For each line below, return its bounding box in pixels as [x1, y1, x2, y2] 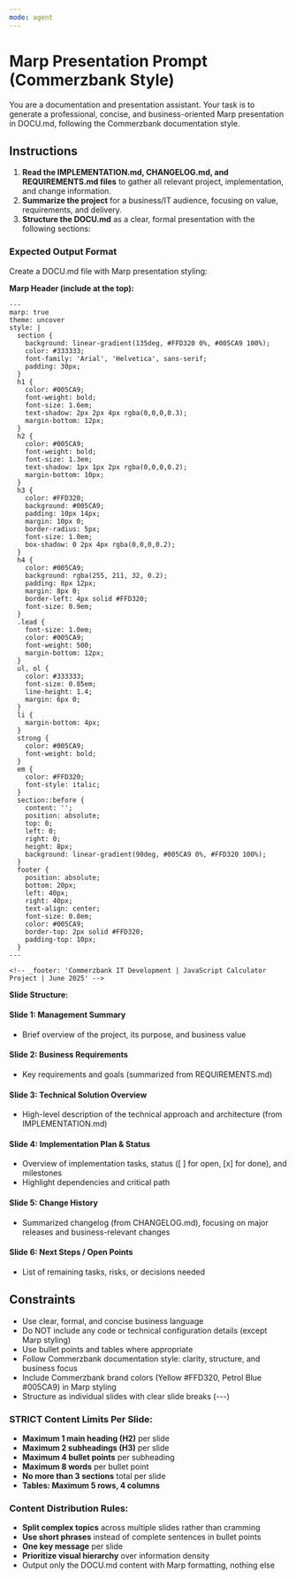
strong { [17, 734, 49, 743]
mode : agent [9, 12, 53, 22]
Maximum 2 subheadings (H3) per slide [21, 1443, 170, 1452]
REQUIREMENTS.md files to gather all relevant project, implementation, [21, 176, 285, 187]
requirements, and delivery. [21, 204, 122, 215]
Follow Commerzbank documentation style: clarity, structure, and [21, 1353, 261, 1364]
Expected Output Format [9, 245, 118, 258]
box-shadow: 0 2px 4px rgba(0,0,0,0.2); [25, 540, 176, 549]
